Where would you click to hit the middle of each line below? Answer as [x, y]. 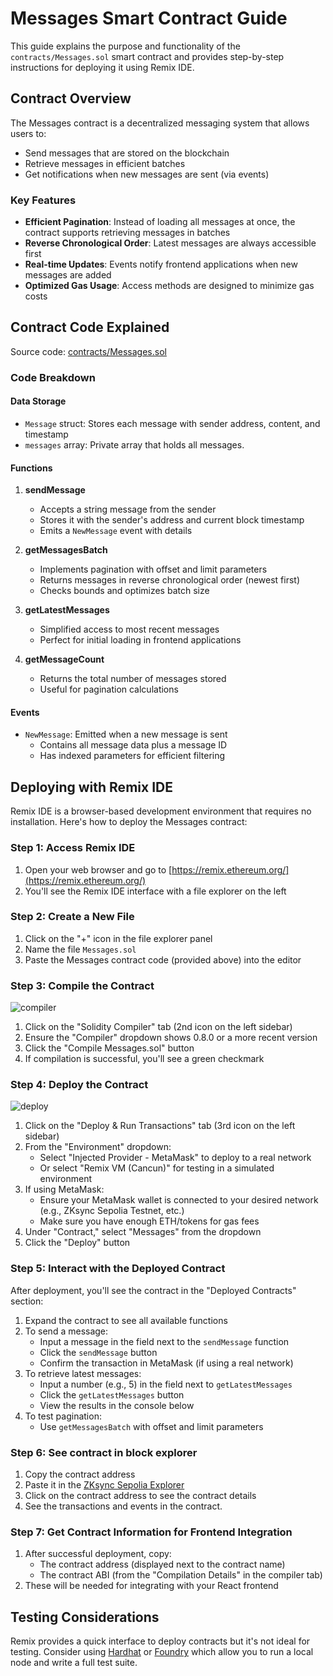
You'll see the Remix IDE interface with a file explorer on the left [155, 891]
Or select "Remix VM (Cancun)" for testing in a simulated [157, 1168]
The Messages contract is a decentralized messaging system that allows [160, 123]
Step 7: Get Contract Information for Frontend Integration [151, 1532]
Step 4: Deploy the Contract [79, 1085]
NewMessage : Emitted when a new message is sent [126, 734]
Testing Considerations [85, 1617]
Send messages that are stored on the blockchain [127, 153]
